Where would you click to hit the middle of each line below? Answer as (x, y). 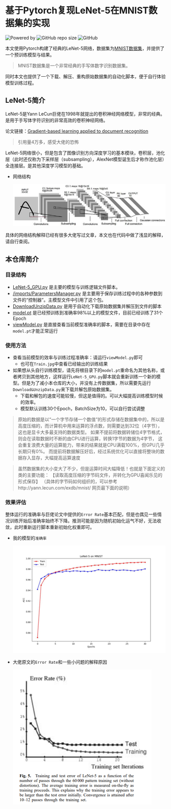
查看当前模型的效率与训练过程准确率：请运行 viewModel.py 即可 (78, 357)
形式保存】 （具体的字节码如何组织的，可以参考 (67, 482)
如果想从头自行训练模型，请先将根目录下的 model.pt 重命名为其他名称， (87, 370)
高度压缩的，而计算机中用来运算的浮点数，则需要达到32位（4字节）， (90, 426)
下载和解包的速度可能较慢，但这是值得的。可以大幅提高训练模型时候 (92, 396)
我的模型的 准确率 (30, 538)
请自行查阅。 (19, 241)
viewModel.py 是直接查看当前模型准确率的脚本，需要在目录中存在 (81, 324)
